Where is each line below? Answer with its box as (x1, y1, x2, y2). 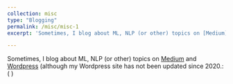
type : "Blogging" (7, 17, 58, 24)
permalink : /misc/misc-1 (7, 23, 79, 30)
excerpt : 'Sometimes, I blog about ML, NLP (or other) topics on (7, 29, 200, 37)
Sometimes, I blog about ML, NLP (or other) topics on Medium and (7, 55, 197, 63)
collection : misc (7, 10, 58, 17)
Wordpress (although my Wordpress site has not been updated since (7, 62, 204, 70)
